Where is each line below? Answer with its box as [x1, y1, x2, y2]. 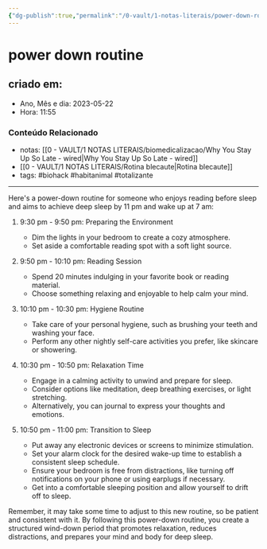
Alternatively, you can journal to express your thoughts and [31, 401, 226, 411]
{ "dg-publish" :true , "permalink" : [8, 11, 119, 20]
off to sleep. [31, 491, 72, 500]
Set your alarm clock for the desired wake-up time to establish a [31, 449, 242, 458]
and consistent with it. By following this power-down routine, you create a [8, 515, 250, 524]
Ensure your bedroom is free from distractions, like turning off [31, 465, 234, 475]
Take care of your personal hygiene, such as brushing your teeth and [31, 319, 258, 329]
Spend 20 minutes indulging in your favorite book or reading [31, 271, 229, 281]
